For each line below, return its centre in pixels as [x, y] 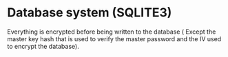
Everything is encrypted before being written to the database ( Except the [112, 32]
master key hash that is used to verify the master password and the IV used [114, 38]
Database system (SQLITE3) [90, 13]
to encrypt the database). [43, 46]
